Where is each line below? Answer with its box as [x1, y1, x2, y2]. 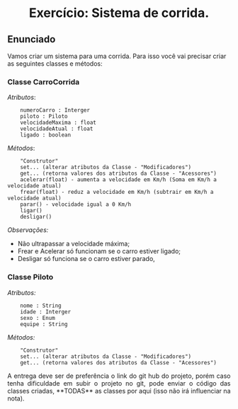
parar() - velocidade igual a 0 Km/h [20, 201, 132, 208]
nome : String [20, 302, 62, 309]
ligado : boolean [20, 132, 72, 139]
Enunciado [7, 33, 56, 45]
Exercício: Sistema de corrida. [28, 5, 210, 21]
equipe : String [20, 321, 69, 328]
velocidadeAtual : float [20, 125, 93, 132]
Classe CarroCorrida [7, 76, 80, 86]
